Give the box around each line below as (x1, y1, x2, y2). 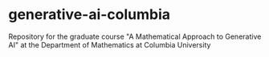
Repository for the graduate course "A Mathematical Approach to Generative (8, 32, 262, 41)
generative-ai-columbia (8, 6, 171, 24)
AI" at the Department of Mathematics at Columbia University (8, 40, 211, 49)
